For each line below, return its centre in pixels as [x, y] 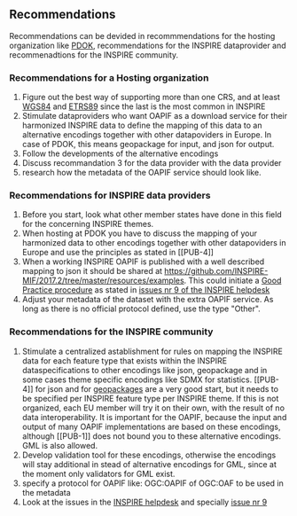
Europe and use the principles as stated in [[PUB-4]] [118, 253]
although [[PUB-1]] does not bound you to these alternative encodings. [152, 436]
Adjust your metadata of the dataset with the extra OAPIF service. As [148, 300]
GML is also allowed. [60, 445]
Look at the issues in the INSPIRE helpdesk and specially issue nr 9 [145, 502]
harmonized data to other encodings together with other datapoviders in [154, 243]
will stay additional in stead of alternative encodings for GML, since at [149, 464]
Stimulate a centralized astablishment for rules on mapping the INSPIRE [152, 351]
